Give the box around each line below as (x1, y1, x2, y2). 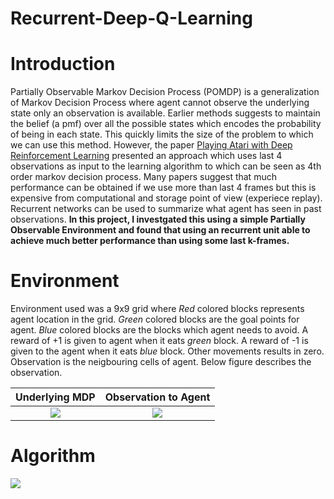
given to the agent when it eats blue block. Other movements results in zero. (10, 345, 325, 357)
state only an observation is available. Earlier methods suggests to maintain (10, 107, 321, 119)
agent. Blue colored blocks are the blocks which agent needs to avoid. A (10, 324, 309, 336)
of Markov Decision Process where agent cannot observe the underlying (10, 97, 310, 109)
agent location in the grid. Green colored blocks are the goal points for (10, 313, 300, 326)
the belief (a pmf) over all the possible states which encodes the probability (10, 118, 322, 130)
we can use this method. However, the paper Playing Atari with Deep (10, 139, 293, 151)
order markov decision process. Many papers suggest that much (10, 171, 277, 183)
